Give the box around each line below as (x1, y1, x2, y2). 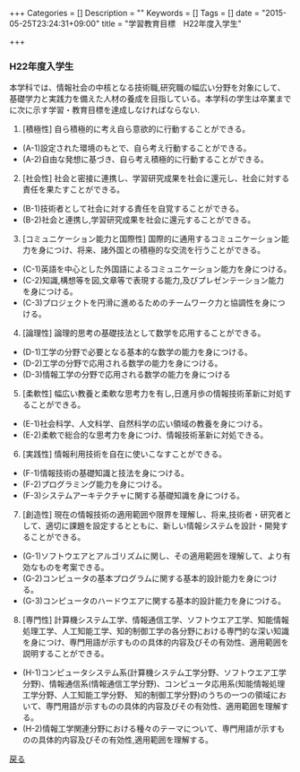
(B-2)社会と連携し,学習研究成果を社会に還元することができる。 (21, 214, 256, 225)
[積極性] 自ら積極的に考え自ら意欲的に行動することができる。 (21, 124, 251, 134)
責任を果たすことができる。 (21, 184, 125, 195)
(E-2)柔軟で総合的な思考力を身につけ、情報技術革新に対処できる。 (21, 429, 269, 440)
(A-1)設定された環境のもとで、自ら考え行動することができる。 (21, 143, 252, 153)
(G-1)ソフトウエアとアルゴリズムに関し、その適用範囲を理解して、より (21, 551, 284, 561)
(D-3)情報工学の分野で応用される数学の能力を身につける (21, 369, 231, 380)
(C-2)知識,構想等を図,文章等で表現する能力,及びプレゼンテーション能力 (21, 275, 285, 286)
